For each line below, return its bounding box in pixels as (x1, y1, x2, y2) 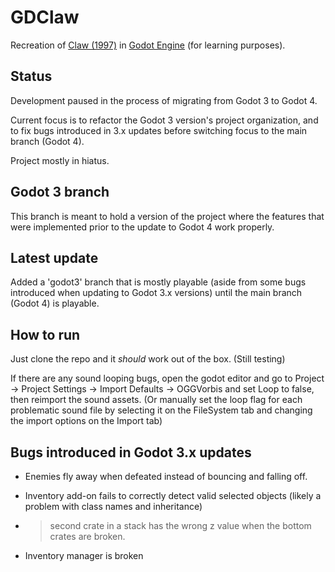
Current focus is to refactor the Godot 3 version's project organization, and (10, 114, 319, 126)
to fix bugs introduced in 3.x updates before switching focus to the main (10, 124, 308, 136)
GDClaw (10, 6, 80, 29)
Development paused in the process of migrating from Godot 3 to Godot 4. (10, 94, 318, 106)
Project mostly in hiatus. (10, 154, 110, 166)
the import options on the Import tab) (10, 415, 163, 427)
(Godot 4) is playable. (10, 297, 100, 310)
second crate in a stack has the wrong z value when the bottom (49, 520, 312, 531)
